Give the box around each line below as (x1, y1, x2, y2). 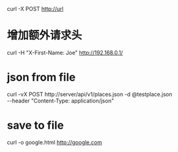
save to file (7, 118, 64, 132)
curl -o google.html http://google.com (7, 139, 103, 146)
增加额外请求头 (7, 29, 83, 42)
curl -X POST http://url (7, 5, 64, 12)
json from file (7, 70, 76, 84)
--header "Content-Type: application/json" (7, 97, 114, 104)
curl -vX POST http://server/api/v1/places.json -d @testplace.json (7, 90, 172, 98)
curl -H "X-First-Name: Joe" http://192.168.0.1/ (7, 49, 123, 56)
